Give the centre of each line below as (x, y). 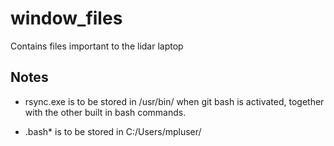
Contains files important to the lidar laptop (97, 46)
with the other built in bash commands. (105, 112)
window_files (66, 18)
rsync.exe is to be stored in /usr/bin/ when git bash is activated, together (174, 101)
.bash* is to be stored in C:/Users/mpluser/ (113, 131)
